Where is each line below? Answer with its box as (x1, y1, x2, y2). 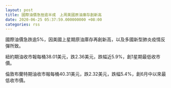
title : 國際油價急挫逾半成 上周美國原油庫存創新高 (5, 12, 102, 17)
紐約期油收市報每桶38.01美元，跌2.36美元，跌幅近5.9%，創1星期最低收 (5, 54, 156, 60)
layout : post (5, 7, 33, 13)
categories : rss (5, 21, 40, 27)
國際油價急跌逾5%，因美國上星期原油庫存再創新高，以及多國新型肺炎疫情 (5, 36, 161, 42)
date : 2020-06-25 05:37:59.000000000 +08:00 (5, 17, 102, 22)
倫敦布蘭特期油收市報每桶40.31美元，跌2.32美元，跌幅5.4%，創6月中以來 (5, 71, 162, 77)
